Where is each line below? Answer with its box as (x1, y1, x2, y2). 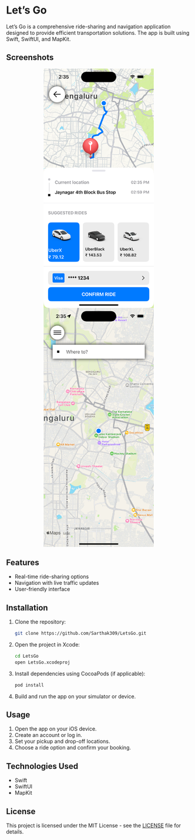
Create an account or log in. (14, 732, 82, 739)
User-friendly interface (14, 586, 70, 593)
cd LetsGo (14, 653, 39, 659)
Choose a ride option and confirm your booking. (14, 744, 131, 751)
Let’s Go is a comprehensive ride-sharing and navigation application (6, 23, 171, 30)
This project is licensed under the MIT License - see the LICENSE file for (6, 822, 181, 829)
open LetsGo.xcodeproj (14, 659, 70, 665)
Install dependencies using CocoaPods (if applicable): (14, 670, 146, 677)
